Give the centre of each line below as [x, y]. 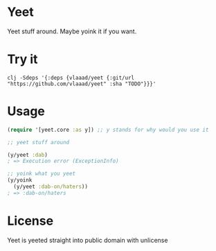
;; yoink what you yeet [42, 174]
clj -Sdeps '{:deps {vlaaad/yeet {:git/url [71, 78]
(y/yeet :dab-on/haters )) [51, 187]
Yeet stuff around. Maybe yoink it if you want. [72, 31]
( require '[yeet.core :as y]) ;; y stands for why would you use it [108, 130]
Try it [22, 59]
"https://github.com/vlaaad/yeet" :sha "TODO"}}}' [82, 84]
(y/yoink [20, 180]
